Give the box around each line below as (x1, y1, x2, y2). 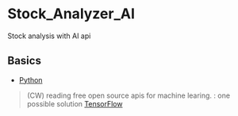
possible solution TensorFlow (26, 99, 123, 108)
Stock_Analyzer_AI (7, 5, 136, 23)
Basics (7, 54, 41, 68)
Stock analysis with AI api (7, 31, 91, 41)
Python (18, 75, 43, 84)
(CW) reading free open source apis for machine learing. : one (26, 91, 231, 100)
